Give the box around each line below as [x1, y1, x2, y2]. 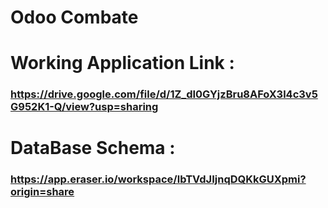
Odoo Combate [10, 6, 139, 29]
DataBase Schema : [10, 137, 176, 160]
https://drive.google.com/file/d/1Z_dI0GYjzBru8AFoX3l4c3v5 [10, 87, 318, 101]
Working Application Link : [10, 52, 235, 75]
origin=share [10, 185, 75, 199]
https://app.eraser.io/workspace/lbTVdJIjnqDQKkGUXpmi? [10, 172, 307, 186]
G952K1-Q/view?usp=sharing [10, 100, 159, 114]
